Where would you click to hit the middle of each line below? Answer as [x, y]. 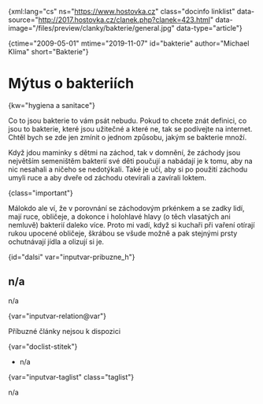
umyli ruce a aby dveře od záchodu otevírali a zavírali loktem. [107, 177]
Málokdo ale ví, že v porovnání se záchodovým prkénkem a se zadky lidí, [127, 208]
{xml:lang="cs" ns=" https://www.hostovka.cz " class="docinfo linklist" [122, 11]
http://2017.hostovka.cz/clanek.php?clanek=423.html [124, 20]
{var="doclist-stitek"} [43, 347]
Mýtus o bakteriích [71, 84]
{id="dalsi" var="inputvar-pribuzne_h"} [72, 257]
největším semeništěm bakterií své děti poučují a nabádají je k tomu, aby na [131, 161]
